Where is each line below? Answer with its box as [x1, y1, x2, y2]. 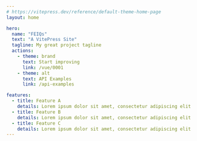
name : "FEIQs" [12, 31, 47, 37]
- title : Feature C [12, 120, 61, 127]
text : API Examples [22, 76, 72, 82]
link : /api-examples [22, 81, 75, 87]
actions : [12, 48, 34, 54]
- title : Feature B [12, 109, 61, 115]
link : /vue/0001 [22, 64, 64, 70]
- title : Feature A [12, 98, 61, 104]
